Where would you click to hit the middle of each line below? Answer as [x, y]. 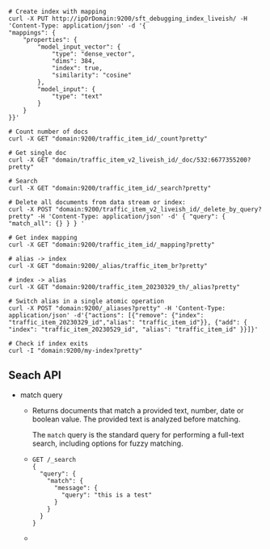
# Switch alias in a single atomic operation [86, 301]
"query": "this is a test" [106, 495]
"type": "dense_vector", [93, 54]
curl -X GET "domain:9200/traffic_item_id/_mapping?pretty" [112, 245]
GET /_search [54, 459]
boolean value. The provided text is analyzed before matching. [136, 419]
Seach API [35, 375]
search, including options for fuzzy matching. [108, 443]
